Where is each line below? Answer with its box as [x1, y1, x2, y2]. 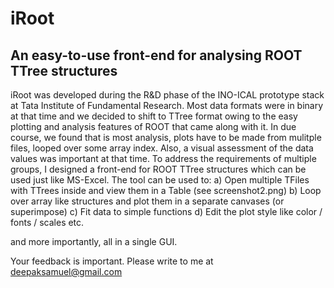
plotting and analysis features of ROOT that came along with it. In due [10, 121, 297, 132]
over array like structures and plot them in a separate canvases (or [10, 195, 285, 207]
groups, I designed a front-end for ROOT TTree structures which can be [10, 163, 307, 175]
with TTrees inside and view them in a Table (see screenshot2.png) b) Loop [10, 185, 322, 196]
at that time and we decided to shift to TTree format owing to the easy [10, 110, 298, 122]
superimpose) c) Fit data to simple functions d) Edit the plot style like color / [10, 206, 323, 217]
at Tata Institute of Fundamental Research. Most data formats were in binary [10, 100, 324, 111]
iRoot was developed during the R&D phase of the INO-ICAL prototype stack [10, 89, 325, 101]
